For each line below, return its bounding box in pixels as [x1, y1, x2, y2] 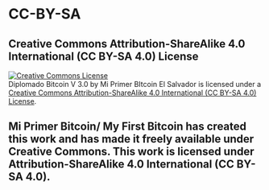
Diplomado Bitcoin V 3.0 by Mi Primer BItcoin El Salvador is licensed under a [8, 80, 262, 89]
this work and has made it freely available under [8, 132, 255, 146]
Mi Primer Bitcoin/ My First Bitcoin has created [8, 120, 247, 134]
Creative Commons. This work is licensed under [8, 145, 255, 159]
